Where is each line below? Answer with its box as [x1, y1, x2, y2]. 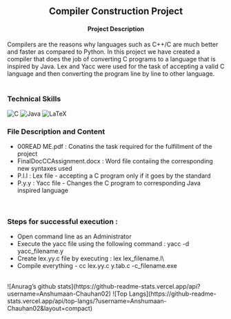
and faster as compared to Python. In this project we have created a [7, 48, 200, 56]
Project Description [87, 24, 145, 33]
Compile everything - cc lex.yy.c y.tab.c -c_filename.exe [17, 262, 177, 270]
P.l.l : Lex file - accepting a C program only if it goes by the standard [17, 172, 212, 180]
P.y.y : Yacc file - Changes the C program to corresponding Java [17, 179, 201, 187]
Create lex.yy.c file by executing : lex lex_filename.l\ [17, 254, 164, 263]
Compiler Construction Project [48, 6, 183, 17]
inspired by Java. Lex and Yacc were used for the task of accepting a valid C [7, 62, 225, 70]
